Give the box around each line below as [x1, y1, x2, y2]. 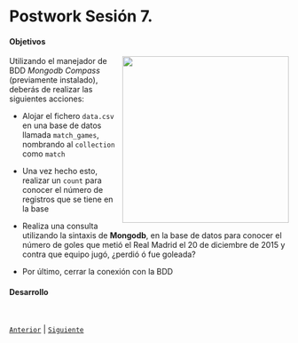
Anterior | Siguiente [9, 323, 84, 334]
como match [21, 148, 66, 159]
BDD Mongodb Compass [9, 65, 100, 76]
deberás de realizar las [9, 84, 93, 95]
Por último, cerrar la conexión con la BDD [21, 267, 174, 277]
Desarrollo [9, 286, 49, 297]
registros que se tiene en [21, 194, 114, 205]
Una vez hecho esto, [21, 166, 98, 177]
